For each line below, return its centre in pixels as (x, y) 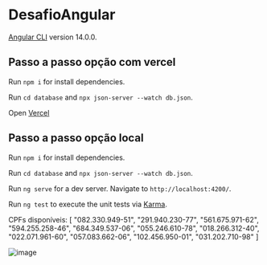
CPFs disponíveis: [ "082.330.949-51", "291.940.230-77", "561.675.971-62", (133, 219)
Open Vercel (29, 112)
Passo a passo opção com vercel (92, 62)
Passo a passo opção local (76, 138)
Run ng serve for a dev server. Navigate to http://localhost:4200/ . (120, 188)
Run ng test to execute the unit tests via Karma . (88, 204)
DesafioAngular (62, 15)
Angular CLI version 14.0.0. (53, 37)
